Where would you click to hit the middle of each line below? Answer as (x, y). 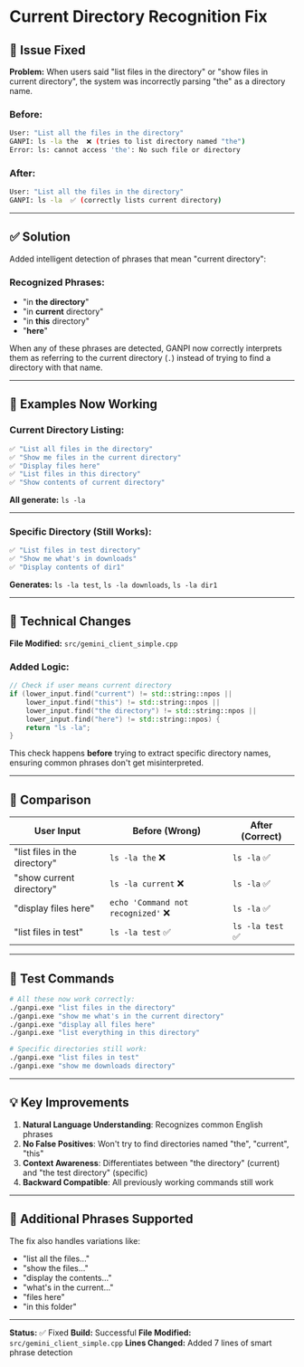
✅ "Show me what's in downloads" (73, 559)
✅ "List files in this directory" (75, 474)
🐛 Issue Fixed (47, 50)
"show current (44, 878)
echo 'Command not (149, 903)
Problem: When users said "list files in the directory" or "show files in (139, 71)
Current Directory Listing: (67, 430)
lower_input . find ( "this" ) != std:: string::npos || (123, 702)
